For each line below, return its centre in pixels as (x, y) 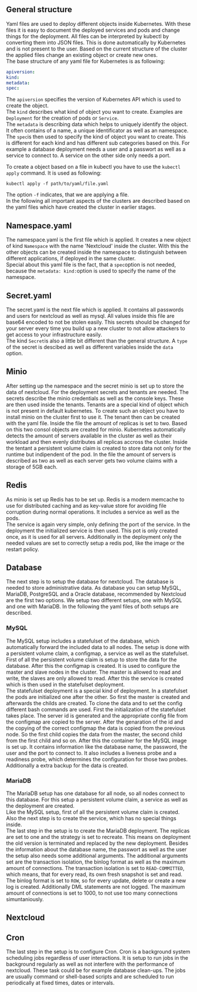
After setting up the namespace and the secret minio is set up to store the (95, 386)
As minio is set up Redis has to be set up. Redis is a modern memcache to (95, 499)
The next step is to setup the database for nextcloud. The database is (90, 582)
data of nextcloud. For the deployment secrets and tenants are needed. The (97, 392)
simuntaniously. (25, 899)
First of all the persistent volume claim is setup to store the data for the (91, 660)
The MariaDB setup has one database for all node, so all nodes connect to (96, 793)
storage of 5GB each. (32, 467)
